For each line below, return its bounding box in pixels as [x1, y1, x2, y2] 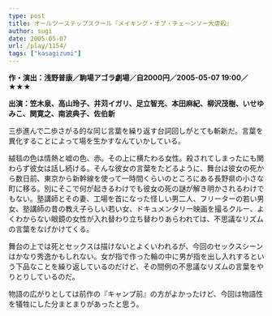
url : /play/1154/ [8, 42, 67, 50]
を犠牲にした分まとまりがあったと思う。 [8, 299, 144, 309]
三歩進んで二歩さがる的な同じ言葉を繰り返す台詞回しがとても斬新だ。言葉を [8, 126, 264, 135]
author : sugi [8, 27, 53, 35]
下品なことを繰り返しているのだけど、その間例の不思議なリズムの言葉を [15, 262, 257, 271]
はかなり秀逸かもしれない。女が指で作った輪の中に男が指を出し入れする [8, 252, 250, 261]
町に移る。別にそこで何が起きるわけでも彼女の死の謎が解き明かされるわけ [8, 184, 257, 193]
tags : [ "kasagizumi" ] [8, 49, 82, 58]
